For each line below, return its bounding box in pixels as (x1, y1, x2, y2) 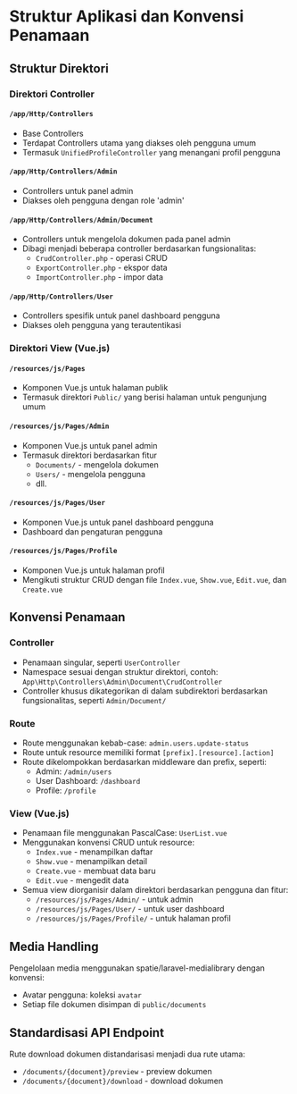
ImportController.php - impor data (35, 272, 163, 282)
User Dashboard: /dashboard (35, 776, 141, 787)
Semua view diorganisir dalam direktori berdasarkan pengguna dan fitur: (21, 885, 289, 896)
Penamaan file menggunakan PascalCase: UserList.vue (21, 828, 227, 838)
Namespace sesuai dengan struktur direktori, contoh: (21, 666, 219, 677)
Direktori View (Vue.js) (9, 342, 111, 355)
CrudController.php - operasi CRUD (35, 253, 168, 264)
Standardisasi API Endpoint (9, 1025, 165, 1040)
